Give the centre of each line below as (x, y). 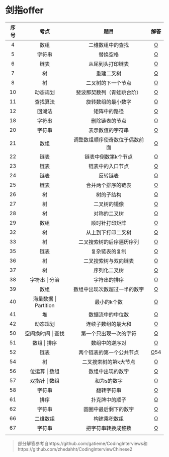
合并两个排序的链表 (109, 185)
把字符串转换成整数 (109, 428)
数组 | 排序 (45, 343)
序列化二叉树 (109, 270)
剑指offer (24, 10)
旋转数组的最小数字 (109, 101)
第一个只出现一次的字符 (109, 333)
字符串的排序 (109, 280)
